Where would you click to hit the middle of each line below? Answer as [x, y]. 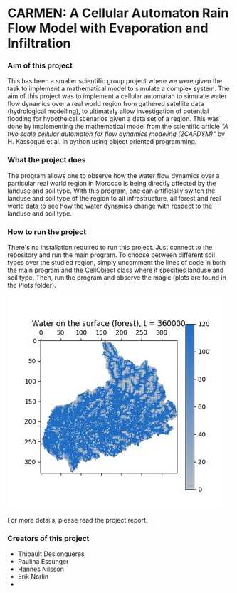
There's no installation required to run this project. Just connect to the [110, 248]
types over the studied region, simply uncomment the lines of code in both [117, 263]
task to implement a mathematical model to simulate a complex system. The [118, 89]
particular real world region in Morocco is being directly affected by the [112, 183]
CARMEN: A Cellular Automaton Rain [118, 13]
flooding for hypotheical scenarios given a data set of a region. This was [113, 119]
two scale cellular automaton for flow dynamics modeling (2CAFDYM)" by [116, 134]
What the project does [47, 160]
